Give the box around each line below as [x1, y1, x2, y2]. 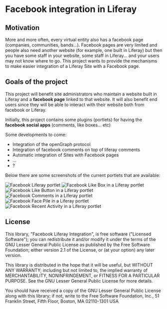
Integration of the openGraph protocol [12, 141, 91, 147]
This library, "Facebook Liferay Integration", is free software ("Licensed [5, 231, 152, 237]
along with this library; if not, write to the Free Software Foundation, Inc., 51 [5, 292, 160, 298]
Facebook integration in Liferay [5, 3, 137, 15]
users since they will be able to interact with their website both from [5, 101, 145, 107]
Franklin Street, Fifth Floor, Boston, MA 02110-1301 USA [5, 298, 119, 304]
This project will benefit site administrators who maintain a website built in [5, 91, 157, 97]
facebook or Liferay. [5, 106, 47, 113]
